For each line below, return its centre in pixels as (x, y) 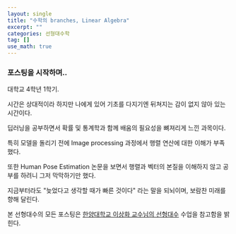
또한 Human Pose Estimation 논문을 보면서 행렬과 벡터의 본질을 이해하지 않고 (114, 167)
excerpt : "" (25, 27)
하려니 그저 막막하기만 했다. (58, 175)
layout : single (30, 14)
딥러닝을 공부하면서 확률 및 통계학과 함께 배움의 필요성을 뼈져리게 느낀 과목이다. (117, 128)
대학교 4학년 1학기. (33, 90)
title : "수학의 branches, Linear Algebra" (69, 20)
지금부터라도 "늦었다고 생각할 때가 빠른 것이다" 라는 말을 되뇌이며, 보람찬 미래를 (117, 190)
